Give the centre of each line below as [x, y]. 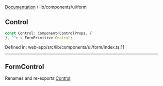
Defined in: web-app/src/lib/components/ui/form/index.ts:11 [65, 47]
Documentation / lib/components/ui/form [46, 7]
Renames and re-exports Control [38, 78]
